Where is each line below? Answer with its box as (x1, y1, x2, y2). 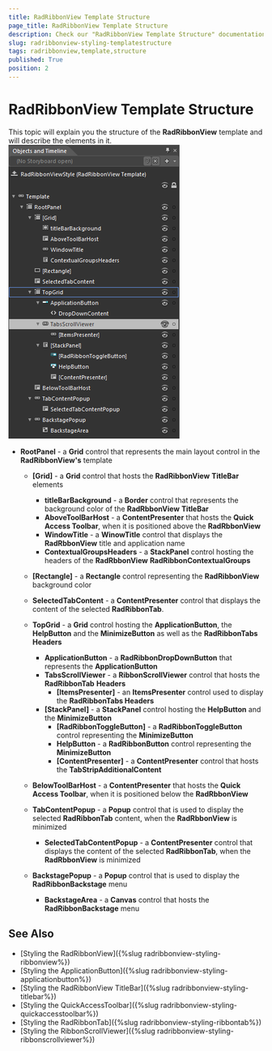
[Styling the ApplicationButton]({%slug (19, 965, 150, 976)
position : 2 (8, 65, 49, 73)
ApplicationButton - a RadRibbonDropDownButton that (44, 652, 232, 662)
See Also (8, 927, 54, 941)
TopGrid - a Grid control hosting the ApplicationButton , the (32, 620, 232, 630)
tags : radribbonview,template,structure (8, 47, 147, 56)
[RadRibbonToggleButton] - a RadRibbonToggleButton (56, 721, 243, 731)
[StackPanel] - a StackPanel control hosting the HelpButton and (44, 704, 261, 714)
